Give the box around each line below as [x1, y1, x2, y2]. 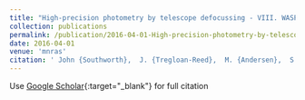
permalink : [9, 30, 51, 39]
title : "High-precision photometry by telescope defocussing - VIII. [9, 13, 279, 23]
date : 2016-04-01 [9, 38, 75, 48]
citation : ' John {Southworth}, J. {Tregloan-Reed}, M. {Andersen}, [9, 55, 282, 65]
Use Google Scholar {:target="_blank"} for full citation [9, 81, 209, 91]
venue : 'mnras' [9, 47, 67, 56]
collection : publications [9, 22, 107, 31]
